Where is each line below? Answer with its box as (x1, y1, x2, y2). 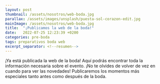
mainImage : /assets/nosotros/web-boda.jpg (5, 21, 94, 26)
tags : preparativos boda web (5, 40, 65, 44)
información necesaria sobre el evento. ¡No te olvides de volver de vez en (5, 63, 156, 69)
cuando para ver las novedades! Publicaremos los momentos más (5, 68, 140, 74)
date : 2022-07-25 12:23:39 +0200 (5, 30, 79, 35)
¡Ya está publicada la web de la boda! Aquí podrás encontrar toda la (5, 57, 143, 63)
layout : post (5, 7, 32, 12)
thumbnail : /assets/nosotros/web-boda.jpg (5, 12, 94, 17)
